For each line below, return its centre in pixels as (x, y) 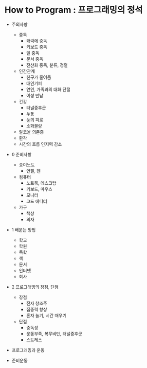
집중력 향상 (37, 309)
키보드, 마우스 (39, 189)
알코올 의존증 (31, 132)
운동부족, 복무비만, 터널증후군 (54, 333)
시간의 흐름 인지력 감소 (40, 144)
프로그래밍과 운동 (28, 350)
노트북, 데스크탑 (41, 183)
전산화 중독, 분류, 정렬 (47, 65)
